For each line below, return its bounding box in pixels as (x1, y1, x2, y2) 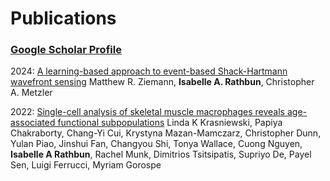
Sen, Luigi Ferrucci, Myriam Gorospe (10, 159, 162, 171)
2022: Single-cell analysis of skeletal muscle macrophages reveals (10, 106, 286, 118)
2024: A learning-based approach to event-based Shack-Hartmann (10, 65, 288, 77)
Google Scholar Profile (10, 43, 122, 57)
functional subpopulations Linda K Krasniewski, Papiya (57, 117, 283, 129)
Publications (10, 7, 117, 30)
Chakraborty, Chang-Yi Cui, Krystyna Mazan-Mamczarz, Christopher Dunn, (10, 127, 322, 139)
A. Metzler (10, 87, 53, 99)
